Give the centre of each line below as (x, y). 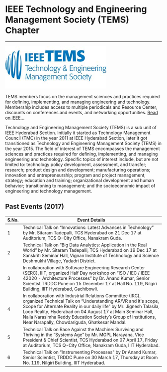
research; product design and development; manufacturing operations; (78, 170)
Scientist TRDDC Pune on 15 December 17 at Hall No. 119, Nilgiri (90, 283)
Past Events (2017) (35, 207)
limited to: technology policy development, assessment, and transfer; (76, 164)
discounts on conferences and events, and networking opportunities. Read (82, 112)
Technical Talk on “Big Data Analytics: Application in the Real (85, 245)
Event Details (91, 220)
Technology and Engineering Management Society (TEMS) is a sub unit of (81, 127)
